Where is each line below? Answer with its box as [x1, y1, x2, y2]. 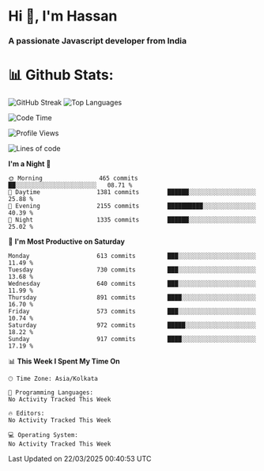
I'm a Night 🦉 [8, 159, 51, 169]
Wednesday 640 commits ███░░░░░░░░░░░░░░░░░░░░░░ [8, 280, 257, 288]
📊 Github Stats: [8, 66, 114, 84]
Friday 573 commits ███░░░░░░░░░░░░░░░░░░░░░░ [8, 308, 257, 316]
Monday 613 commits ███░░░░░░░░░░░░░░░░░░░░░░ [8, 253, 257, 260]
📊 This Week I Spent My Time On [8, 356, 120, 367]
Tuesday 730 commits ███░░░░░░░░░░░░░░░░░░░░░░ [8, 266, 257, 274]
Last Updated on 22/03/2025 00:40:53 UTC [8, 454, 152, 464]
